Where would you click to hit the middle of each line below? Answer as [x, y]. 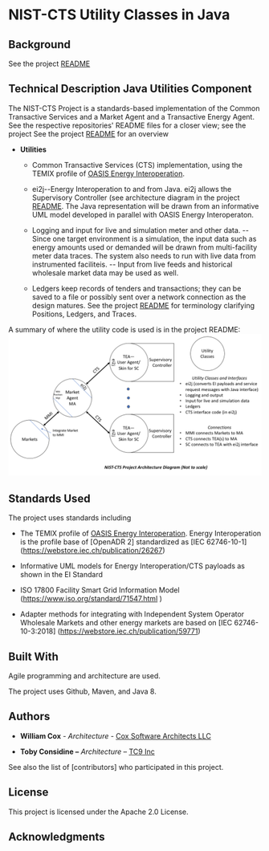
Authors [29, 717]
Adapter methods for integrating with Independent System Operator [132, 614]
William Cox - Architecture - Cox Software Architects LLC [115, 735]
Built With [33, 656]
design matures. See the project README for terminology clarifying [143, 305]
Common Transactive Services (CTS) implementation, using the [137, 165]
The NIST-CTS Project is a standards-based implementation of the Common [134, 108]
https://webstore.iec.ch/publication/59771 [129, 631]
